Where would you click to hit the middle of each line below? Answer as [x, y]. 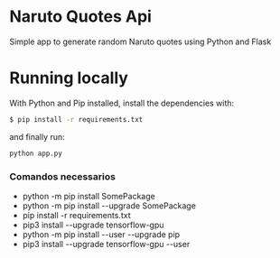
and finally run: [37, 136]
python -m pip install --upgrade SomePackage [109, 206]
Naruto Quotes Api [80, 17]
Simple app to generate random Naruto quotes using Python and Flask [140, 41]
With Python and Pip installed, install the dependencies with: [122, 103]
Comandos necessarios [62, 176]
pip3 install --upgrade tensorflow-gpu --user [106, 244]
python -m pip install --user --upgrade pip [101, 234]
